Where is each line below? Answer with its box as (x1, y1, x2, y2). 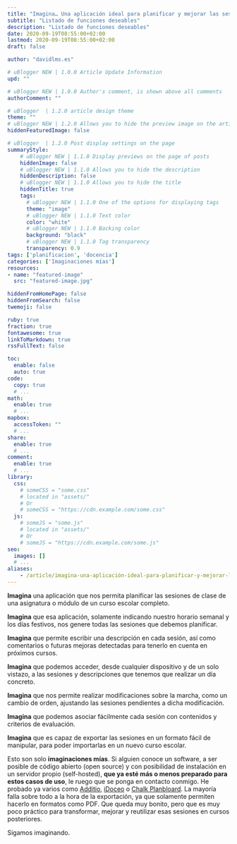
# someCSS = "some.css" (20, 487, 90, 494)
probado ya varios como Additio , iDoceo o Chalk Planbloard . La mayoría (7, 785, 217, 793)
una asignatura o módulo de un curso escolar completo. (7, 598, 170, 607)
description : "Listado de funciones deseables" (7, 23, 150, 30)
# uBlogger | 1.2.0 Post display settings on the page (7, 140, 175, 147)
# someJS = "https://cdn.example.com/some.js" (20, 539, 159, 546)
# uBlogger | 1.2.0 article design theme (7, 107, 134, 114)
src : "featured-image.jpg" (13, 278, 93, 285)
